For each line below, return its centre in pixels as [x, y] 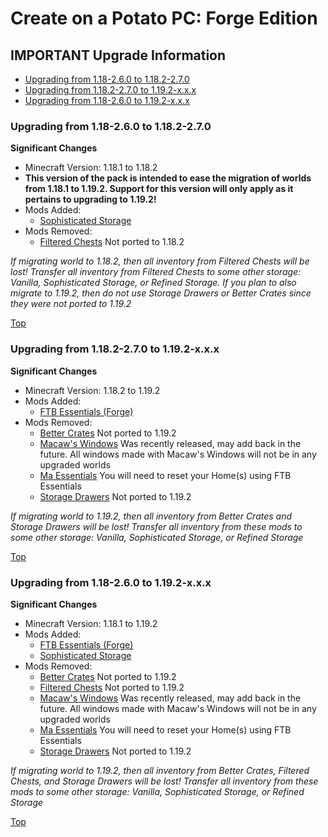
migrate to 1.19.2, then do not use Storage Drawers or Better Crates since [161, 293]
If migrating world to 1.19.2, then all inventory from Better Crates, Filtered [160, 770]
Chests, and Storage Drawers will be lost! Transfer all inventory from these [164, 781]
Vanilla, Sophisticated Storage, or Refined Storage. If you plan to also [153, 283]
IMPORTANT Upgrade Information [118, 55]
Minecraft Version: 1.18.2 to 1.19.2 [92, 390]
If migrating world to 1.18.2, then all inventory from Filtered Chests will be [160, 261]
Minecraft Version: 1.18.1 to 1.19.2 [91, 623]
